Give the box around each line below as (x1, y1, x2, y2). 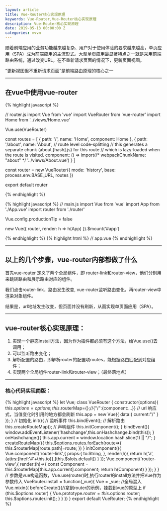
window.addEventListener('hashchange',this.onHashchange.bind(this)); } (5, 429, 155, 435)
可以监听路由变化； (12, 350, 52, 356)
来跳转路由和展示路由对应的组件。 (5, 276, 75, 282)
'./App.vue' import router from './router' (5, 206, 85, 212)
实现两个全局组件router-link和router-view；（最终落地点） (12, 369, 130, 375)
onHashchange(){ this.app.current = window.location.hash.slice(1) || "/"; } (5, 434, 156, 440)
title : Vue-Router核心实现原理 (5, 12, 66, 17)
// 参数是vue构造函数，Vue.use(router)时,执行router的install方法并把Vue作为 (5, 472, 162, 478)
